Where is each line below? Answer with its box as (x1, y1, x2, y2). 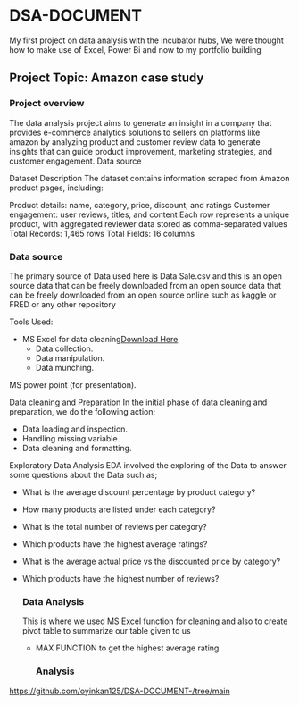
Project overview (9, 97, 85, 110)
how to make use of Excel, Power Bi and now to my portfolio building (9, 44, 262, 55)
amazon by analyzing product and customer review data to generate (9, 136, 261, 147)
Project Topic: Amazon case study (9, 71, 204, 86)
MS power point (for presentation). (9, 379, 137, 390)
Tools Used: (9, 316, 54, 327)
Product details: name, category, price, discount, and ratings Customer (9, 199, 270, 210)
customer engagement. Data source (9, 155, 142, 166)
